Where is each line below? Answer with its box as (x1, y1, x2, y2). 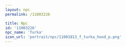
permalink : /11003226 (5, 12, 50, 17)
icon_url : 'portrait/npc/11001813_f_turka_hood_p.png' (5, 35, 122, 40)
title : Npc (5, 21, 28, 26)
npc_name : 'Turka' (5, 30, 43, 35)
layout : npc (5, 7, 30, 12)
